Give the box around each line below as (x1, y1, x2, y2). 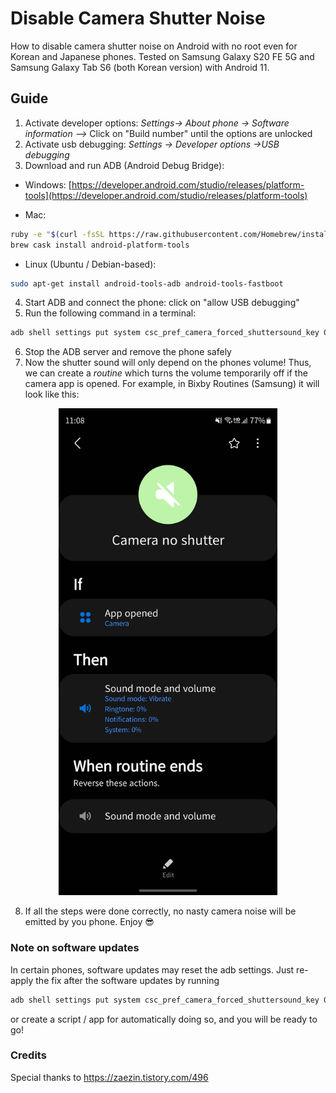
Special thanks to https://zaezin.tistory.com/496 (10, 1071, 209, 1083)
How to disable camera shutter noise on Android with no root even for (10, 40, 298, 52)
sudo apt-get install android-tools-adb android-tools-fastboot (10, 278, 284, 289)
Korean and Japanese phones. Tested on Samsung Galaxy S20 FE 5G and (10, 50, 315, 62)
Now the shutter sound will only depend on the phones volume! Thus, (24, 357, 312, 369)
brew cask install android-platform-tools (10, 240, 190, 250)
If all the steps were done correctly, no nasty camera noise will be (24, 905, 297, 917)
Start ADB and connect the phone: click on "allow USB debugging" (24, 297, 300, 309)
